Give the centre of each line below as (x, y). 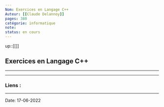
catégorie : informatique (30, 23)
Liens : (13, 85)
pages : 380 (16, 18)
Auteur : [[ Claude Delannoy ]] (35, 14)
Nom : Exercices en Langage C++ (37, 9)
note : (10, 28)
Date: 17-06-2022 (23, 101)
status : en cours (23, 32)
